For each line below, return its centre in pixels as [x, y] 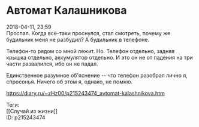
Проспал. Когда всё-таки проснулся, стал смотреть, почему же [88, 33]
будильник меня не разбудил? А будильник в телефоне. [78, 39]
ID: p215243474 [26, 117]
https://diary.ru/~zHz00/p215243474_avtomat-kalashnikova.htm [85, 93]
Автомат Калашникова [67, 10]
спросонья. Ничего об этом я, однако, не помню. [70, 82]
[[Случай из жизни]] [32, 111]
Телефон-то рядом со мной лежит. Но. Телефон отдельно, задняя [91, 51]
